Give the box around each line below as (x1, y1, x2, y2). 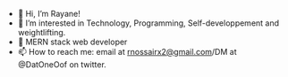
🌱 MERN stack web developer (17, 36, 128, 47)
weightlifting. (17, 27, 66, 37)
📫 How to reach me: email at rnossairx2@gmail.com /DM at (17, 47, 237, 57)
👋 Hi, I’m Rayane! (17, 9, 80, 19)
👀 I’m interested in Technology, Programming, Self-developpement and (17, 18, 280, 28)
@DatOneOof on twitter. (17, 59, 107, 70)
